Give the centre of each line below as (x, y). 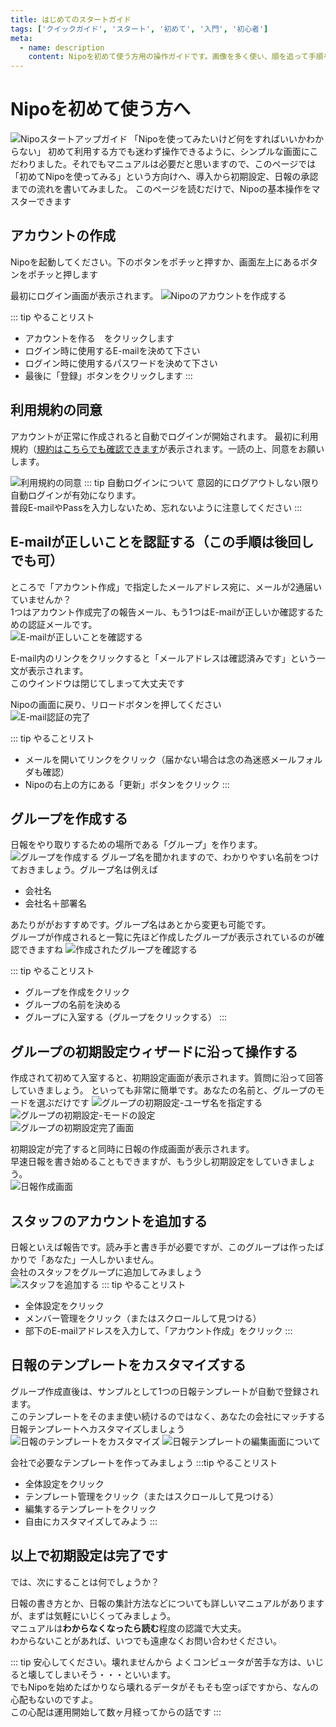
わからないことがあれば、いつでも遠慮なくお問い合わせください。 (146, 1640)
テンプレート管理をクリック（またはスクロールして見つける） (151, 1496)
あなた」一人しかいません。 (102, 1259)
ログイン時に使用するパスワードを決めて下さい (121, 363)
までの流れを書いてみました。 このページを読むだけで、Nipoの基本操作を (161, 189)
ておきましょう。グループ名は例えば (84, 870)
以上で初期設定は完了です (89, 1556)
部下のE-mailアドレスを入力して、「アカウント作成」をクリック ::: (158, 1330)
